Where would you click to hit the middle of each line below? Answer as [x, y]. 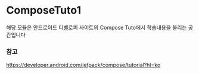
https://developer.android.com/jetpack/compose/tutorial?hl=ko [83, 65]
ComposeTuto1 [44, 10]
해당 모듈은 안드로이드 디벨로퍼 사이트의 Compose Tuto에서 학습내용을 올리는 [97, 27]
